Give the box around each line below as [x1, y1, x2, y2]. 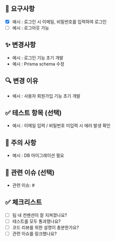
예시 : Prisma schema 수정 [12, 61, 65, 67]
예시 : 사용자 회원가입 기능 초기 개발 [12, 93, 81, 99]
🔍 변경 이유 [5, 77, 38, 85]
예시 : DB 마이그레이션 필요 [12, 152, 64, 159]
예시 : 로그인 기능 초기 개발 [12, 55, 64, 61]
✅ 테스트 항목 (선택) [5, 108, 62, 117]
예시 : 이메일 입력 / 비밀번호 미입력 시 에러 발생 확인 [12, 123, 111, 129]
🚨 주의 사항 [5, 138, 37, 147]
